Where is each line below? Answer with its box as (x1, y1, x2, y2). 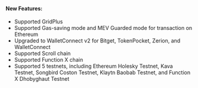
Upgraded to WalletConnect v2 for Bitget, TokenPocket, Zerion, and (14, 37, 181, 44)
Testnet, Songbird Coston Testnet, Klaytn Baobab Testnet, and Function (14, 69, 191, 76)
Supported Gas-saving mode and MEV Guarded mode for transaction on (14, 25, 193, 32)
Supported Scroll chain (14, 50, 71, 57)
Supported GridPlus (14, 18, 63, 25)
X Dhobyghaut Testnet (14, 75, 70, 83)
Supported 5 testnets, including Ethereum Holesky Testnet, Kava (14, 63, 174, 70)
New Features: (5, 5, 43, 12)
